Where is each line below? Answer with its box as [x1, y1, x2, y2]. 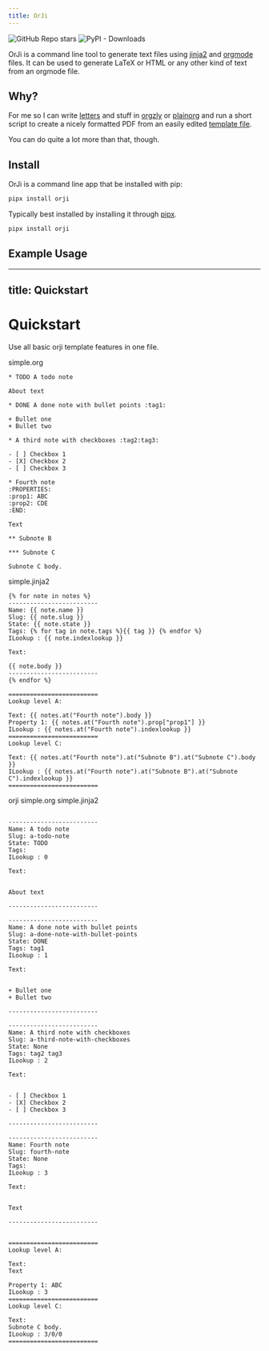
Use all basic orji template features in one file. [8, 342, 159, 352]
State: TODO [8, 839, 48, 847]
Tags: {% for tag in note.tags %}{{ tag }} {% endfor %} [8, 627, 203, 636]
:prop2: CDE [8, 500, 48, 508]
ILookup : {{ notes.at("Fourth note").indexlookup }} [8, 726, 192, 734]
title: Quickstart [8, 284, 89, 297]
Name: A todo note [8, 825, 70, 834]
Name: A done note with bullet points [8, 924, 138, 932]
